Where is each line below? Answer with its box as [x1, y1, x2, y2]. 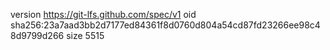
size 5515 [66, 30, 105, 41]
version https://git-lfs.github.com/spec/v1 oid [10, 9, 197, 20]
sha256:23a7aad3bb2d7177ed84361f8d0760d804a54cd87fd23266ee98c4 [10, 19, 321, 31]
